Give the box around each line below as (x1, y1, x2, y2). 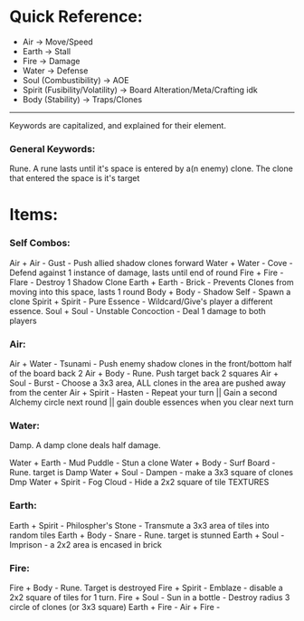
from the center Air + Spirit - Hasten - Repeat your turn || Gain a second (9, 387, 278, 398)
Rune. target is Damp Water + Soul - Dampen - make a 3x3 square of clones (9, 467, 294, 478)
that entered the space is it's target (9, 173, 140, 184)
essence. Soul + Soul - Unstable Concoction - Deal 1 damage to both (9, 305, 267, 316)
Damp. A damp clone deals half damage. (9, 440, 161, 451)
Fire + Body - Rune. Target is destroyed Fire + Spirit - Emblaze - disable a (9, 582, 283, 593)
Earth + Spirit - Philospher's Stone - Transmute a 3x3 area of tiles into (9, 520, 270, 530)
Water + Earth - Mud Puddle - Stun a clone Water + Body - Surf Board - (9, 457, 276, 468)
